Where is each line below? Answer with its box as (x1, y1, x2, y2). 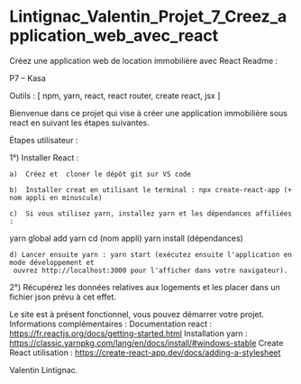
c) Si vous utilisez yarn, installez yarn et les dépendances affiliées (9, 209, 293, 218)
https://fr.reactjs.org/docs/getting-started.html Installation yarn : (9, 327, 248, 339)
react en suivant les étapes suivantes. (9, 117, 150, 128)
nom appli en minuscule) (9, 193, 103, 202)
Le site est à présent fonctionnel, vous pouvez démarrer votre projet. (9, 308, 264, 319)
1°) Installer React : (9, 151, 79, 163)
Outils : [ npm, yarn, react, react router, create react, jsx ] (9, 90, 221, 101)
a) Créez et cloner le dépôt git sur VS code (9, 169, 192, 178)
